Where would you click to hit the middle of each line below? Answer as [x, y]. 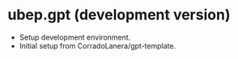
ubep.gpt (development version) [119, 15]
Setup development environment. [75, 37]
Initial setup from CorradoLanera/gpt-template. [97, 45]
